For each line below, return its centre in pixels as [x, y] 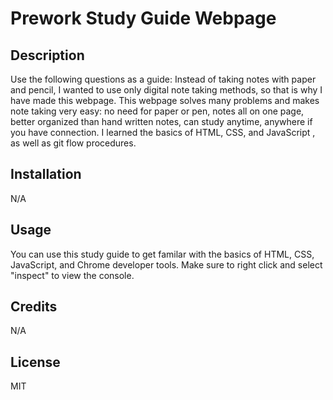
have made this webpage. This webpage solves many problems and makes [165, 100]
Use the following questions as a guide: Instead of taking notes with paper [163, 79]
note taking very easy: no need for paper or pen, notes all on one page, [157, 111]
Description [47, 55]
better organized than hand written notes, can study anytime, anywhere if [161, 121]
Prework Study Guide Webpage [143, 18]
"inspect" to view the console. [72, 275]
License [35, 362]
